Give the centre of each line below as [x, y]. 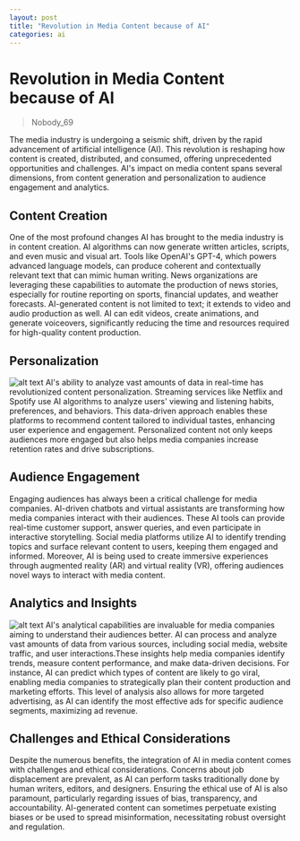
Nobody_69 [52, 123]
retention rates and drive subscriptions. [82, 448]
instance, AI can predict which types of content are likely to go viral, [135, 672]
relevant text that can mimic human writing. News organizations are [133, 275]
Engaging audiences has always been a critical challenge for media [133, 499]
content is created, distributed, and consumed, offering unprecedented [141, 159]
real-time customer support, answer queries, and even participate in [135, 527]
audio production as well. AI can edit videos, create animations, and [134, 314]
